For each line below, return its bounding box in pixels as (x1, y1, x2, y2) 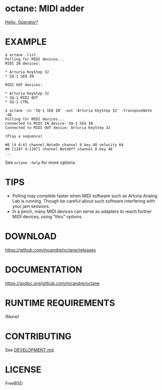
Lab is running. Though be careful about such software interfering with (12, 198, 155, 204)
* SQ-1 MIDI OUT (5, 95, 38, 100)
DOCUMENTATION (5, 264, 82, 275)
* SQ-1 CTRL (5, 99, 29, 104)
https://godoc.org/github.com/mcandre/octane (5, 280, 100, 286)
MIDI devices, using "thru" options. (12, 213, 83, 219)
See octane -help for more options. (5, 160, 77, 165)
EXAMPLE (5, 36, 47, 47)
